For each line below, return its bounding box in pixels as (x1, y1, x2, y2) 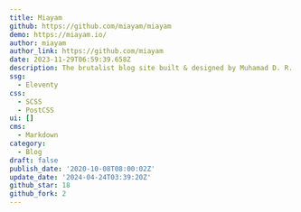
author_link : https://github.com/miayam (9, 47, 165, 56)
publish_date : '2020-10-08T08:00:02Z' (9, 164, 155, 173)
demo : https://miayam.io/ (9, 30, 107, 39)
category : (9, 139, 47, 148)
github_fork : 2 (9, 189, 67, 198)
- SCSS (17, 97, 42, 106)
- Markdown (17, 131, 59, 140)
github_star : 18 (9, 181, 71, 190)
